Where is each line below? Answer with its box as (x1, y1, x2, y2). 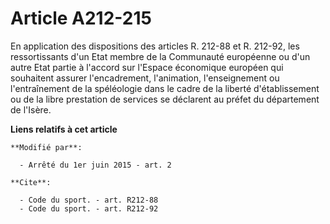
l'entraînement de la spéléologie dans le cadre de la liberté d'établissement (10, 82, 320, 94)
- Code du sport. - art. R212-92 (19, 203, 159, 214)
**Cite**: (10, 177, 52, 187)
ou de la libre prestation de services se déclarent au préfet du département (10, 93, 320, 105)
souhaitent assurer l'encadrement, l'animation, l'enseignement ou (10, 72, 280, 84)
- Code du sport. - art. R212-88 (19, 195, 159, 205)
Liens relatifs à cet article (10, 123, 118, 135)
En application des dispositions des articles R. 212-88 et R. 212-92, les (10, 40, 300, 52)
